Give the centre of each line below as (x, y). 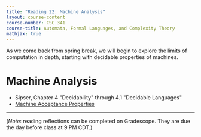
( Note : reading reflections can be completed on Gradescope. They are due (98, 121)
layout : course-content (36, 17)
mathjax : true (24, 34)
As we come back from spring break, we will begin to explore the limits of (97, 51)
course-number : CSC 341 (36, 23)
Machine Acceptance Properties (54, 104)
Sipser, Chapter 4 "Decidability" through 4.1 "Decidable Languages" (98, 98)
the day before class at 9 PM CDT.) (49, 127)
